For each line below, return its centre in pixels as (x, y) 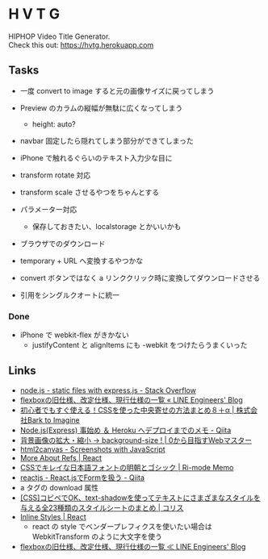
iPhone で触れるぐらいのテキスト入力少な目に (96, 157)
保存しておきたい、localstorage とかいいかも (107, 226)
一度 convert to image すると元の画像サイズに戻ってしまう (117, 90)
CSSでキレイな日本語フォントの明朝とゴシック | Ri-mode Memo (127, 467)
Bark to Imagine (53, 419)
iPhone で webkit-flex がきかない (74, 335)
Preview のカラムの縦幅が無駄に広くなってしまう (101, 108)
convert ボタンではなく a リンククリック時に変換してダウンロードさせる (140, 277)
